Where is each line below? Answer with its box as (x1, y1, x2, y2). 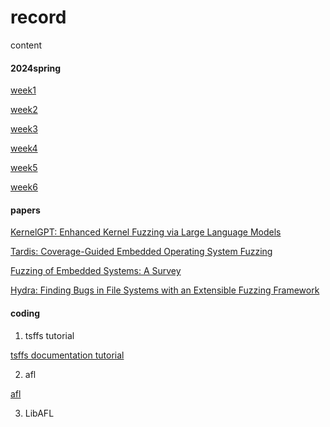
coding (10, 307, 41, 319)
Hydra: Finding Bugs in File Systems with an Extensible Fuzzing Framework (10, 284, 320, 296)
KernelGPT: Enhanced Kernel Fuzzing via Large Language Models (10, 226, 282, 238)
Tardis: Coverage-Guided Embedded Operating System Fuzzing (10, 246, 273, 258)
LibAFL (24, 407, 55, 419)
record (10, 6, 67, 29)
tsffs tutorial (24, 329, 75, 341)
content (10, 39, 43, 51)
